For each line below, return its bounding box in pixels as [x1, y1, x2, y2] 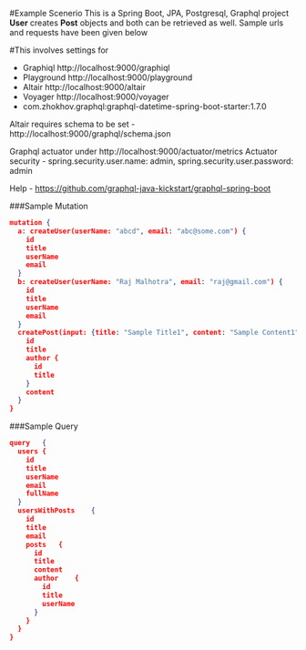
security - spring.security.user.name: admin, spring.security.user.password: [9, 156, 294, 167]
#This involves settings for [9, 45, 109, 56]
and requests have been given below [9, 27, 148, 37]
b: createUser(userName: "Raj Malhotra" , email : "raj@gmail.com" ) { [17, 278, 283, 287]
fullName [25, 489, 59, 499]
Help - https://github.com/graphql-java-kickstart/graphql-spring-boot [9, 183, 271, 194]
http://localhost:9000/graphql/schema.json [9, 128, 171, 139]
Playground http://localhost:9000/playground [22, 72, 193, 83]
